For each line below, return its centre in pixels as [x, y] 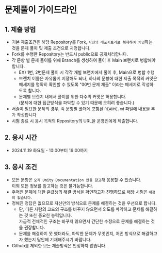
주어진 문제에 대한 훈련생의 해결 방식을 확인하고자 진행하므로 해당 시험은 [80, 192]
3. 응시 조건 [21, 167]
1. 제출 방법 [20, 29]
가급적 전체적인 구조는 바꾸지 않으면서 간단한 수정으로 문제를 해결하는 [84, 221]
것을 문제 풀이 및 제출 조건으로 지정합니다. [51, 48]
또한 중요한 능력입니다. [51, 215]
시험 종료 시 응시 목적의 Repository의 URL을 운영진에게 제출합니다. [75, 121]
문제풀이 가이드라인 [41, 10]
